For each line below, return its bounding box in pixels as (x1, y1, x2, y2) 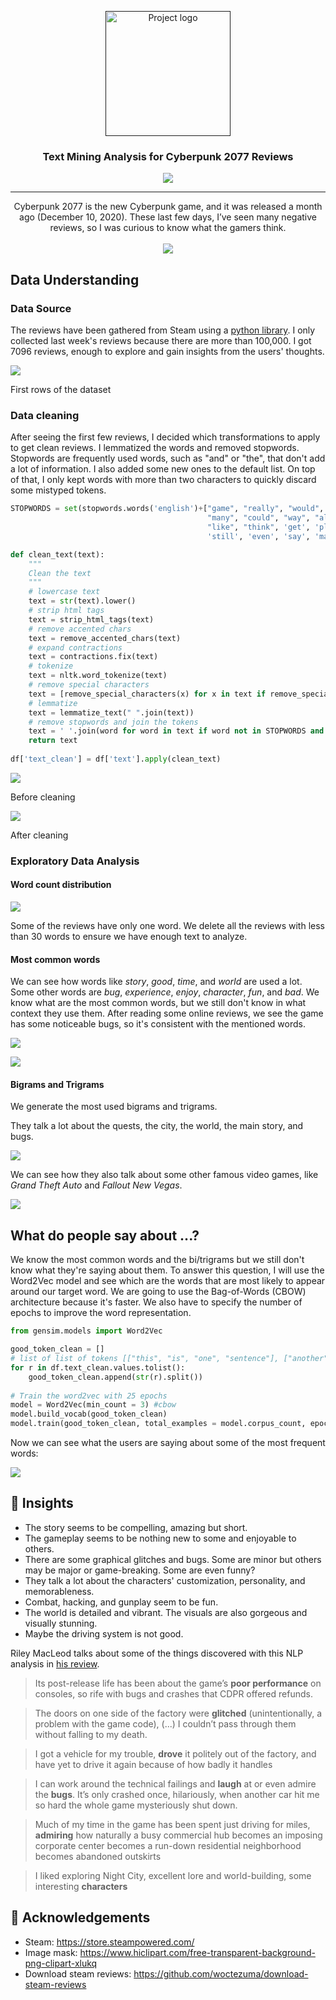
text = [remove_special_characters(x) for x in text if (28, 689, 267, 699)
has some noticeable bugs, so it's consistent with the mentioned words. (10, 1018, 306, 1030)
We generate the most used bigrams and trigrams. (10, 1101, 218, 1113)
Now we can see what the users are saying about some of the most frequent (10, 1437, 326, 1448)
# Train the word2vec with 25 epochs (10, 1391, 168, 1401)
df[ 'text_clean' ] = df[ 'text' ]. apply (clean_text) (10, 754, 222, 765)
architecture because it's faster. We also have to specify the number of (10, 1296, 303, 1308)
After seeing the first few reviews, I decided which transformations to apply (10, 431, 321, 443)
